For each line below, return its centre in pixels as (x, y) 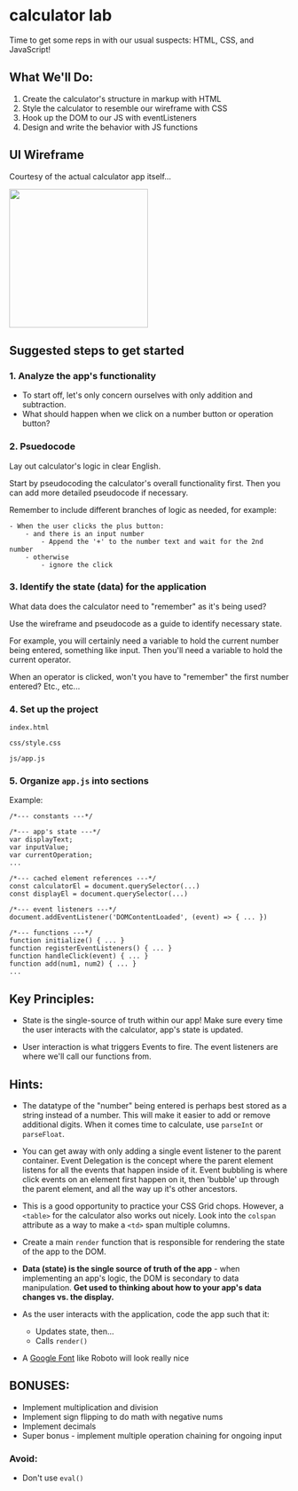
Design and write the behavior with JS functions (110, 127)
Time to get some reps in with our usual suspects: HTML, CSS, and (132, 40)
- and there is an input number (85, 533)
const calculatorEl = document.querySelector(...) (105, 887)
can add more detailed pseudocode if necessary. (99, 493)
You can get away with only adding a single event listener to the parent (151, 1151)
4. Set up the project (54, 709)
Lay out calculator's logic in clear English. (85, 466)
